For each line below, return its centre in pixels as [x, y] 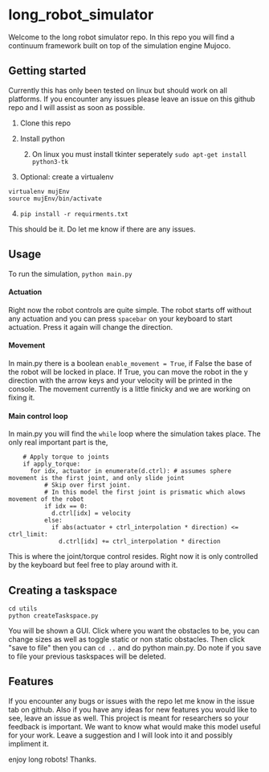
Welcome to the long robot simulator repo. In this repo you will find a [122, 37]
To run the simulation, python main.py [70, 273]
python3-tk [50, 162]
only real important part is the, [58, 442]
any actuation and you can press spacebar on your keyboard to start [120, 318]
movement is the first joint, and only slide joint [96, 478]
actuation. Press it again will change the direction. [91, 326]
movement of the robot [46, 499]
